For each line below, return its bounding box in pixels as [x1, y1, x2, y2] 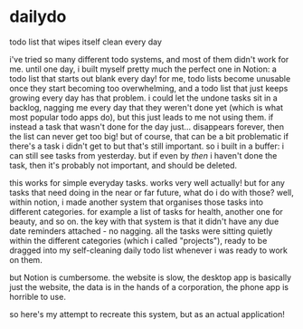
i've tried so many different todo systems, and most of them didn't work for [9, 53, 289, 64]
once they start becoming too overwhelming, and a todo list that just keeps [9, 82, 289, 93]
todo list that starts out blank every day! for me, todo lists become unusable [9, 73, 291, 83]
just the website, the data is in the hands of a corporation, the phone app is [9, 281, 289, 292]
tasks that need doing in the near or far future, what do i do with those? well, [9, 187, 294, 198]
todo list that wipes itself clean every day [9, 36, 163, 47]
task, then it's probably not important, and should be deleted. [9, 160, 238, 170]
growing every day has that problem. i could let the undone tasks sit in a [9, 92, 278, 103]
